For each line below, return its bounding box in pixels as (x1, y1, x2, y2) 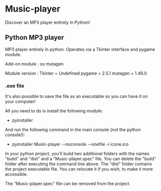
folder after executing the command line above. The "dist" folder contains (5, 161, 152, 167)
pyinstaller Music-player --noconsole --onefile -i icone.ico (12, 142, 129, 147)
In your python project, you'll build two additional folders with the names (5, 151, 149, 157)
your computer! (5, 98, 36, 105)
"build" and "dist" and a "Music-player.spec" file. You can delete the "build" (5, 156, 157, 162)
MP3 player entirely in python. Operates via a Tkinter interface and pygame (5, 46, 155, 52)
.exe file (5, 82, 24, 89)
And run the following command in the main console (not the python (5, 127, 141, 133)
